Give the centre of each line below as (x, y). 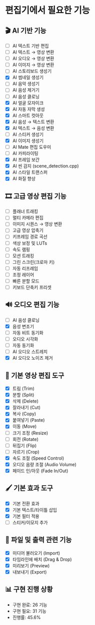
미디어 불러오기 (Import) (36, 553)
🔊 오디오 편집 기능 (32, 305)
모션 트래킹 (23, 256)
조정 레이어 (23, 274)
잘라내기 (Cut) (26, 408)
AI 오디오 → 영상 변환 (33, 59)
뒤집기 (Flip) (24, 445)
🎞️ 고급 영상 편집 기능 (36, 196)
